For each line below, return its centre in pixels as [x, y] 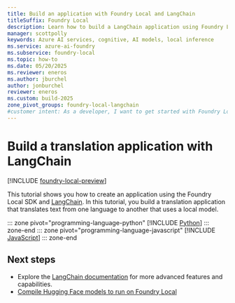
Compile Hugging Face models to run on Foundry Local [97, 291]
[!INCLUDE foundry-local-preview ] [57, 180]
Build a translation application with [110, 146]
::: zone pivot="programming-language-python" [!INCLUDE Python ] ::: [108, 222]
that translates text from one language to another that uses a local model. [113, 209]
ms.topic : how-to [33, 60]
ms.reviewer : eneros [37, 72]
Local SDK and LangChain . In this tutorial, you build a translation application [116, 201]
